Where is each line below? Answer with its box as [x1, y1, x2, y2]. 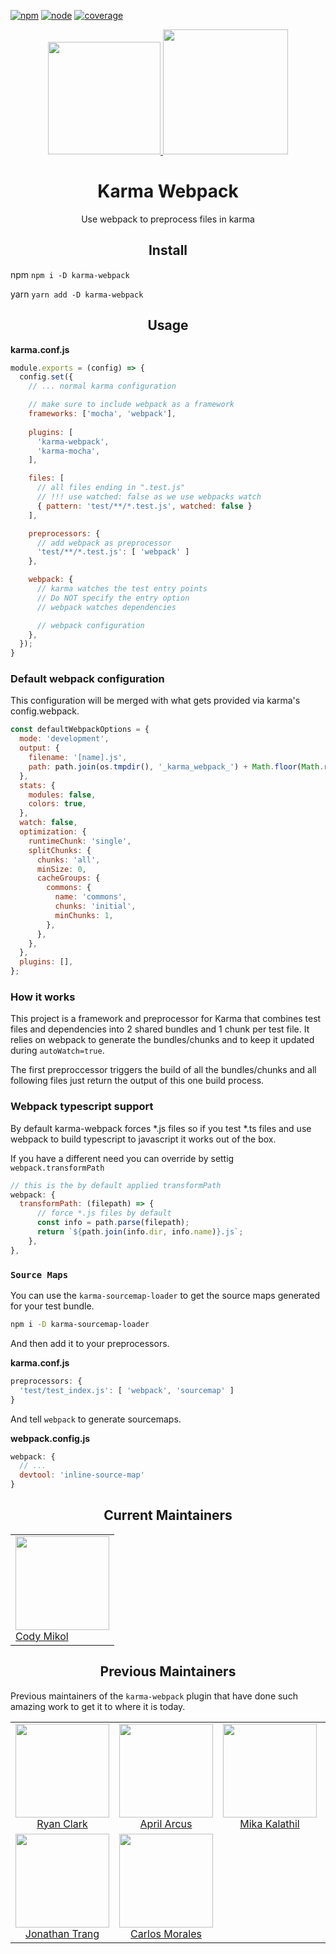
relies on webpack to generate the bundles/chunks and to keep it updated [10, 1034, 315, 1046]
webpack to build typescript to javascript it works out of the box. [10, 1133, 277, 1145]
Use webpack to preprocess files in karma [81, 213, 255, 225]
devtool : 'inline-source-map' [19, 1470, 145, 1480]
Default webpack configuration [10, 672, 165, 686]
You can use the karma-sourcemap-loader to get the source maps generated [10, 1290, 321, 1301]
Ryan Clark [36, 1816, 88, 1830]
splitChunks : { [28, 845, 92, 855]
